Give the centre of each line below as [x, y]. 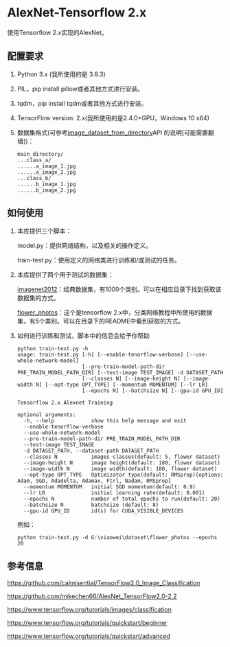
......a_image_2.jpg [46, 172]
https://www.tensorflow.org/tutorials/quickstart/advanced [89, 636]
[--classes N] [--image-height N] [131, 378]
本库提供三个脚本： [44, 231]
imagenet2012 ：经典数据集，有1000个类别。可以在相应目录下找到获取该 [119, 289]
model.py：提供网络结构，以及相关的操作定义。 [84, 245]
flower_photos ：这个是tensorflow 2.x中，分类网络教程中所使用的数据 [115, 312]
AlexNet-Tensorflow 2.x [77, 13]
